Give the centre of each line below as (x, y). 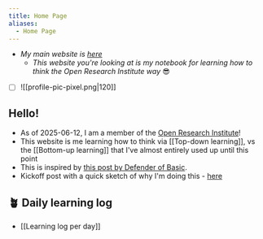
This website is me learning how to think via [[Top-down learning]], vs (138, 141)
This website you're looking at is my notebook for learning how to (142, 63)
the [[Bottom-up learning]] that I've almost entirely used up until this (134, 150)
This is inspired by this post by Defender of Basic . (103, 167)
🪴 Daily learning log (60, 203)
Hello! (24, 113)
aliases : (23, 24)
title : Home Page (38, 16)
